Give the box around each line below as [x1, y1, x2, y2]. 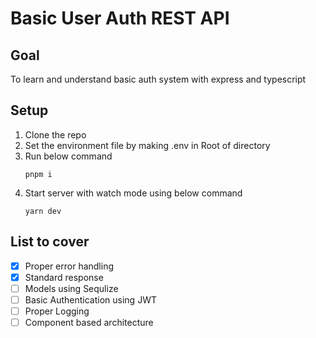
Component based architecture [24, 316, 154, 328]
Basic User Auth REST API [10, 7, 230, 30]
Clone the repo [24, 128, 87, 141]
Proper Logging [24, 305, 90, 317]
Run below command [24, 150, 113, 162]
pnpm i [24, 169, 53, 179]
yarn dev [24, 206, 62, 216]
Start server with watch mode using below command [24, 187, 243, 199]
